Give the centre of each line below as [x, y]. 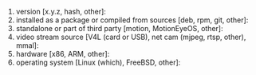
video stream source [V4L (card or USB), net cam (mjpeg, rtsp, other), [131, 37]
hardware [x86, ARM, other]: [63, 54]
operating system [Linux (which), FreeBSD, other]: [98, 62]
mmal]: [27, 45]
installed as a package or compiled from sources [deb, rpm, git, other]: [132, 20]
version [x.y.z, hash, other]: [61, 12]
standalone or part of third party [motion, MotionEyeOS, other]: [119, 28]
